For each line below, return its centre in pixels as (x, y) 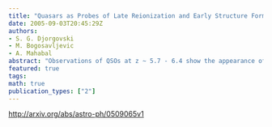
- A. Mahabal (30, 53)
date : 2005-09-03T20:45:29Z (56, 23)
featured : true (34, 69)
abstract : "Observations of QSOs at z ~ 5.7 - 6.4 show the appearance (132, 61)
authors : (23, 31)
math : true (27, 83)
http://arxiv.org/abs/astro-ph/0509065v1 (76, 114)
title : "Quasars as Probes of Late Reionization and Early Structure (128, 16)
